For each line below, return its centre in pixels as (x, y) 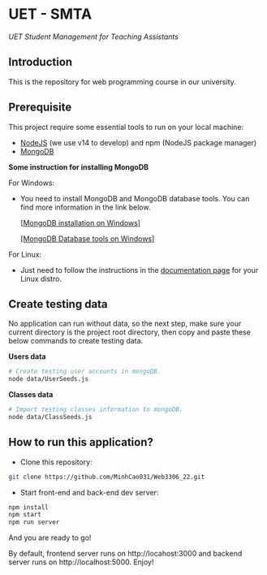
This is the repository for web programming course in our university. (123, 81)
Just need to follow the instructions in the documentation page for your (139, 270)
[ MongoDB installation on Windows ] (80, 223)
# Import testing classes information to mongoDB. (96, 410)
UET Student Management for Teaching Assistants (93, 37)
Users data (27, 357)
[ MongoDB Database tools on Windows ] (87, 238)
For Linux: (25, 254)
